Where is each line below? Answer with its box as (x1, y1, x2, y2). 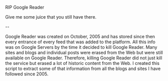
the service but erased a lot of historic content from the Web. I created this (5, 60, 159, 66)
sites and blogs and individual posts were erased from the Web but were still (5, 50, 163, 55)
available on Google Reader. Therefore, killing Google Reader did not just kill (5, 55, 162, 61)
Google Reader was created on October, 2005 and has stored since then (5, 34, 155, 39)
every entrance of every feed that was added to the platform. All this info (5, 39, 155, 45)
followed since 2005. (5, 71, 49, 77)
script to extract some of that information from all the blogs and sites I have (5, 65, 161, 71)
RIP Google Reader (5, 5, 44, 10)
